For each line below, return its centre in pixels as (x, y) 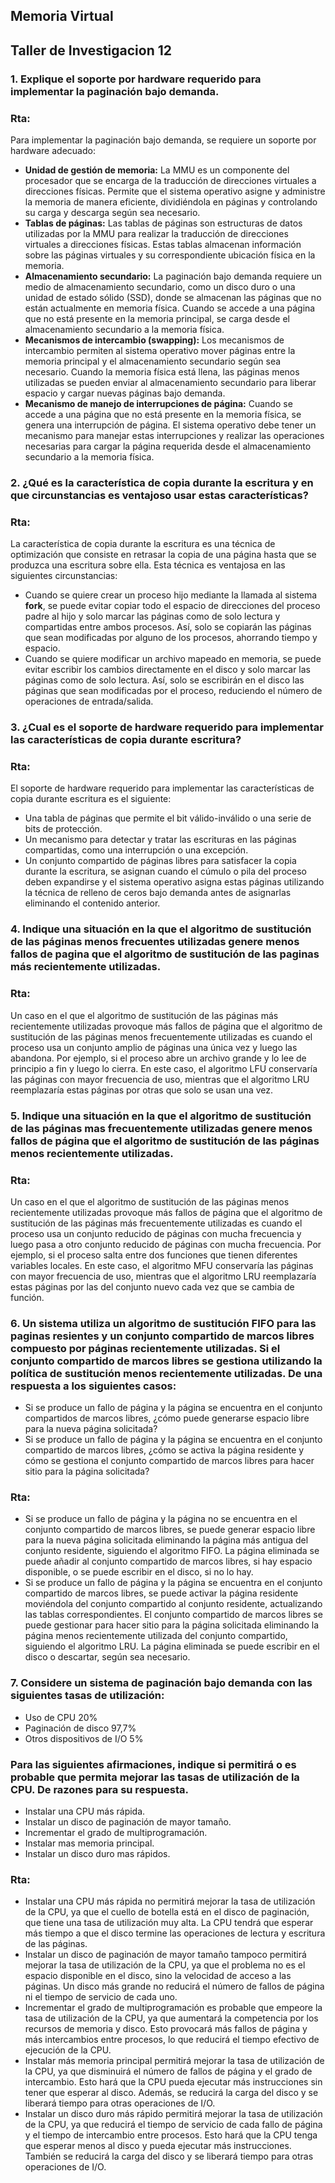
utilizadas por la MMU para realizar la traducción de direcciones (156, 233)
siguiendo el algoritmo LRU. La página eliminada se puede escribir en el (172, 1646)
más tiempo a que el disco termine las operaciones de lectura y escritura (175, 1933)
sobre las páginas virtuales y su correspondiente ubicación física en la (170, 255)
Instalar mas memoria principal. (89, 1843)
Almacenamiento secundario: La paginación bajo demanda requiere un (173, 276)
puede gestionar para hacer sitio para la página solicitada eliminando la (171, 1625)
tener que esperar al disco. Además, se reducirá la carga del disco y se (171, 2093)
